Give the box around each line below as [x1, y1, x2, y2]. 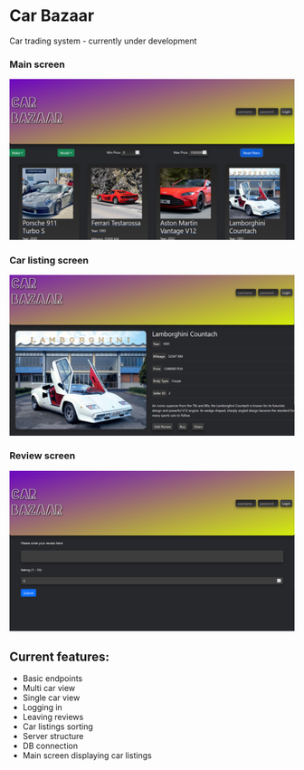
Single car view [22, 692, 81, 703]
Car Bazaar [9, 5, 95, 26]
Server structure [22, 730, 84, 741]
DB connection [22, 740, 79, 751]
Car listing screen [9, 254, 89, 266]
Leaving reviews [22, 711, 84, 722]
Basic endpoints [22, 672, 83, 684]
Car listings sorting [22, 721, 93, 732]
